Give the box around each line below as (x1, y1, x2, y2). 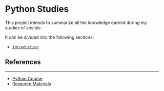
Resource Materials (12, 81, 51, 87)
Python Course (12, 75, 42, 81)
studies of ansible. (5, 24, 42, 30)
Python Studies (5, 3, 69, 15)
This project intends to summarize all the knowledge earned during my (5, 20, 147, 25)
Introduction (12, 45, 39, 49)
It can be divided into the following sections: (5, 34, 94, 40)
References (5, 58, 41, 67)
